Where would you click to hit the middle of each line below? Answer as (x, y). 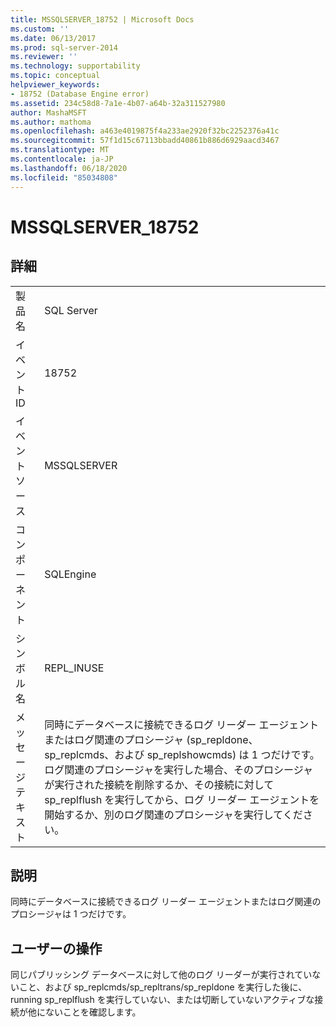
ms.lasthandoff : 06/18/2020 (69, 168)
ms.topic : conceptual (55, 76)
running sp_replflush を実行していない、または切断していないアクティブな (162, 1000)
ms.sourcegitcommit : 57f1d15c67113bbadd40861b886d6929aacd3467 (145, 141)
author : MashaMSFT (48, 112)
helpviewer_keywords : (55, 85)
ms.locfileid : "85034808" (64, 177)
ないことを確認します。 (93, 1012)
